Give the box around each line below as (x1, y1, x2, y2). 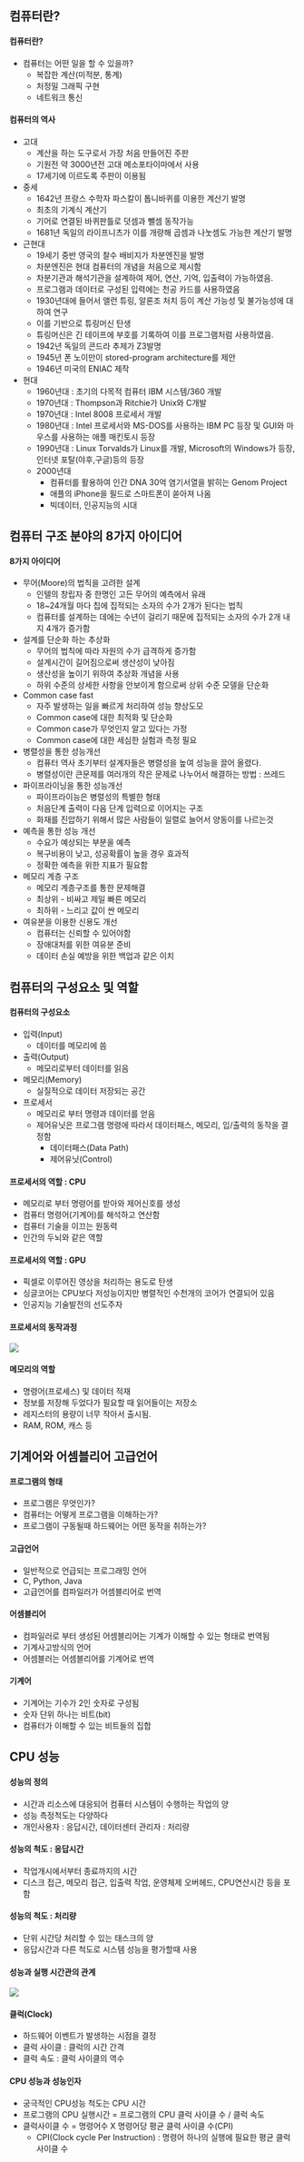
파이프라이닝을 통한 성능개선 (22, 780, 123, 791)
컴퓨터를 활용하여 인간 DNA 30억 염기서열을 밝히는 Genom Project (49, 476, 288, 488)
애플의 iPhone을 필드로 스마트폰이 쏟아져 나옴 (49, 488, 211, 499)
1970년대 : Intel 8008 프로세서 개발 (35, 408, 162, 420)
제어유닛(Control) (49, 1153, 113, 1165)
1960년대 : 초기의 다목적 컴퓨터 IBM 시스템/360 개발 (35, 385, 222, 397)
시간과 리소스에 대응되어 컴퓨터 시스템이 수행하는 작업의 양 (22, 1798, 230, 1810)
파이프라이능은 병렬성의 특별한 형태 (35, 791, 161, 802)
